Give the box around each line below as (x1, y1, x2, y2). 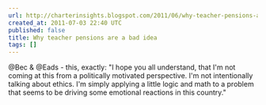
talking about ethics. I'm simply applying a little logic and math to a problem (8, 80, 255, 89)
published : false (8, 26, 66, 34)
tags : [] (8, 41, 37, 49)
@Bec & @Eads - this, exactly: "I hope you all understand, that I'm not (8, 62, 236, 72)
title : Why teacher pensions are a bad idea (8, 33, 158, 42)
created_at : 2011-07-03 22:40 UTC (8, 19, 123, 27)
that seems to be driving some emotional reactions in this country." (8, 88, 227, 97)
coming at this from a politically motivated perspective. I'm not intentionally (8, 71, 253, 81)
